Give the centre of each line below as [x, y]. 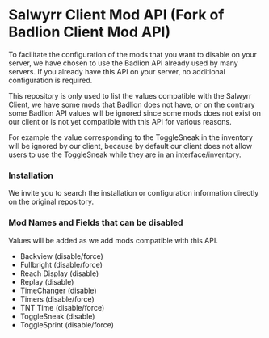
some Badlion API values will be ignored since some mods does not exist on [134, 113]
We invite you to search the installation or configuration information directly [134, 193]
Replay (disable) [47, 281]
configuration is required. [50, 80]
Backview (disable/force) [61, 256]
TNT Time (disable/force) [62, 307]
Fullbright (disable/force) [61, 264]
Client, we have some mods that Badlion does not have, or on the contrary [132, 104]
